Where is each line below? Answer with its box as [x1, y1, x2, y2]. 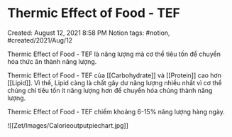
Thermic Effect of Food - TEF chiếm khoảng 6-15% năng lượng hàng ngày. [7, 107, 225, 116]
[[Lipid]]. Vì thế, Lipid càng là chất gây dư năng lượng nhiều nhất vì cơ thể [7, 78, 222, 87]
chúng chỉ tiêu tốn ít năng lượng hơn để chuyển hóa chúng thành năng [7, 86, 213, 94]
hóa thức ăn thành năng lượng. [7, 57, 97, 65]
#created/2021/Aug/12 [7, 35, 73, 44]
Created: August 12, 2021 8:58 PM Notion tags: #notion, [7, 28, 170, 37]
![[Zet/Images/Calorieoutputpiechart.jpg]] [7, 121, 129, 129]
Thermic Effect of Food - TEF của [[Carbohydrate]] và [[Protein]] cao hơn [7, 71, 222, 80]
